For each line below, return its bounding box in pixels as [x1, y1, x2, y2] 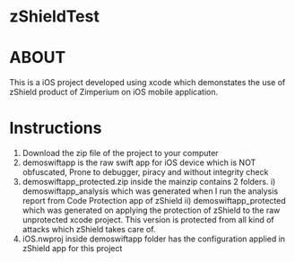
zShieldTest [9, 6, 100, 27]
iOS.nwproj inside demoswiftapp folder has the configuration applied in [22, 233, 285, 244]
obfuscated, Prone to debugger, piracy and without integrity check [22, 167, 269, 178]
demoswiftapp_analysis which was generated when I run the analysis [22, 186, 279, 196]
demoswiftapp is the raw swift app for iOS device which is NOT [22, 157, 256, 168]
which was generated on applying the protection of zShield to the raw [22, 205, 281, 216]
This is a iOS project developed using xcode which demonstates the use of [9, 77, 286, 88]
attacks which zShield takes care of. [22, 224, 156, 235]
